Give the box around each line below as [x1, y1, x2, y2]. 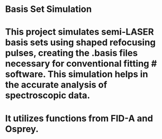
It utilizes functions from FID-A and [5, 113, 154, 124]
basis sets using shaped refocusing [5, 37, 156, 48]
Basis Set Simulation [5, 3, 92, 15]
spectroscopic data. [5, 90, 91, 101]
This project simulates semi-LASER [5, 26, 154, 38]
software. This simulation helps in [5, 69, 149, 80]
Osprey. [5, 123, 39, 135]
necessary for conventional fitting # [5, 58, 157, 69]
